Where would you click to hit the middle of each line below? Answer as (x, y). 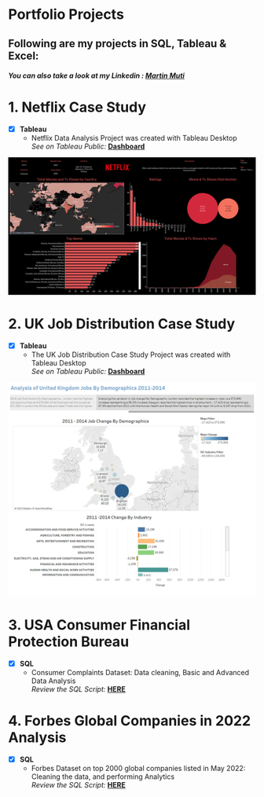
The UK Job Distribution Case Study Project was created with (131, 354)
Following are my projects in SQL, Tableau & (117, 44)
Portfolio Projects (66, 15)
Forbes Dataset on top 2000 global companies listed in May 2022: (138, 768)
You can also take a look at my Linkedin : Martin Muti (96, 75)
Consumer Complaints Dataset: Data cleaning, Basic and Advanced (140, 672)
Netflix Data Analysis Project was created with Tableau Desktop (134, 138)
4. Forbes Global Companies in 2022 (130, 721)
